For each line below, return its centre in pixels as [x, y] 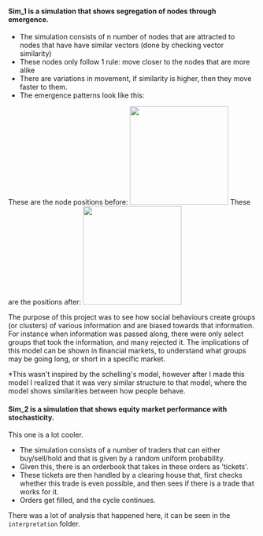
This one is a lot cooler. [46, 435]
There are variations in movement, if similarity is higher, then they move [135, 79]
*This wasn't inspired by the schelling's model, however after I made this [127, 375]
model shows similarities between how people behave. [97, 391]
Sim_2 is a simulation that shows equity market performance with [118, 408]
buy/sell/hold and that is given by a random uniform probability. [122, 458]
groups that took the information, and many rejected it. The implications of [129, 342]
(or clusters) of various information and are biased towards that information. [131, 326]
